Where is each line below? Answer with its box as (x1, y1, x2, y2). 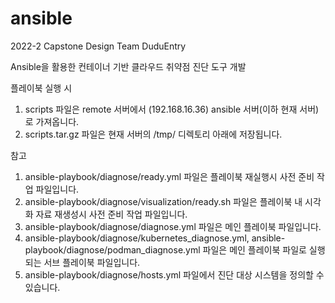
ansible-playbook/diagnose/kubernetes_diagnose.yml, (24, 232, 250, 244)
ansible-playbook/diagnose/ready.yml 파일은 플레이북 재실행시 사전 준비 (24, 170, 315, 182)
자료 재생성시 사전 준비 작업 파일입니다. (35, 208, 188, 220)
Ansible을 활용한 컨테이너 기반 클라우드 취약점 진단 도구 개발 (10, 60, 247, 72)
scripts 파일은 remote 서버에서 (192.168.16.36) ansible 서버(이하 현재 (24, 103, 298, 115)
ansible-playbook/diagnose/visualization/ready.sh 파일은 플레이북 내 (24, 195, 303, 207)
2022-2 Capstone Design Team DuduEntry (10, 40, 187, 52)
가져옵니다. (35, 115, 80, 127)
